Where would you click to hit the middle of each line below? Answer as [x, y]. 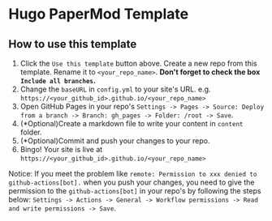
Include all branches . [58, 81]
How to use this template [73, 44]
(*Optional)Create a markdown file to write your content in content [132, 123]
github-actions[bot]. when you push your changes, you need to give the [132, 182]
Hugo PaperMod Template [99, 14]
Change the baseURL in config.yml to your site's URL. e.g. [115, 89]
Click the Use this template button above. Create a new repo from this [138, 63]
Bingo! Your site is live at [61, 149]
